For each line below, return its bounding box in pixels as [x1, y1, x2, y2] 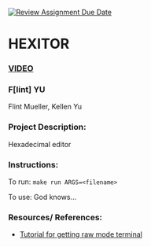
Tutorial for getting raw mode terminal [19, 230, 143, 239]
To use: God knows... [8, 193, 77, 201]
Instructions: [8, 159, 59, 170]
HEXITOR [8, 35, 70, 53]
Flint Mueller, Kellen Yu [8, 102, 83, 112]
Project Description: [8, 122, 87, 133]
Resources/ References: [8, 212, 103, 223]
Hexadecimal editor [8, 139, 72, 149]
